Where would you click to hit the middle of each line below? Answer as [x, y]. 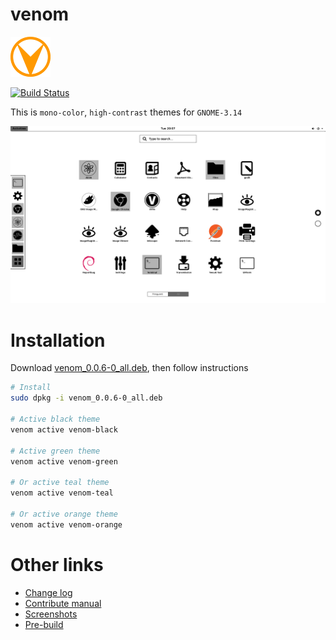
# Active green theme [55, 451]
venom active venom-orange [66, 524]
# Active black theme [55, 419]
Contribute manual [63, 603]
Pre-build [44, 624]
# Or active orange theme [64, 514]
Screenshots [51, 614]
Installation [58, 340]
